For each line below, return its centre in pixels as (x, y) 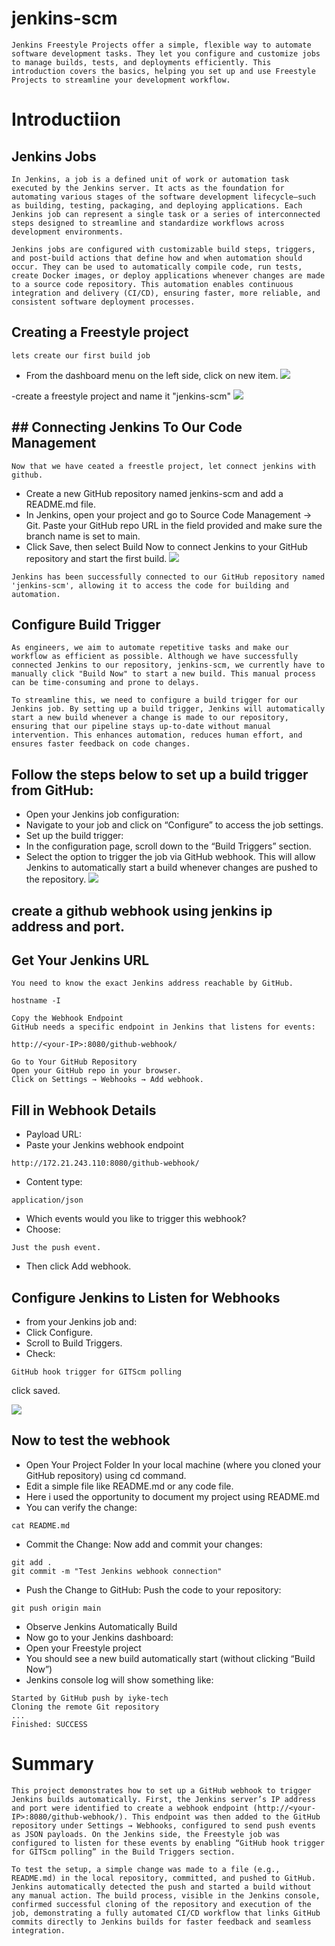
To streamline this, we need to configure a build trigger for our (155, 700)
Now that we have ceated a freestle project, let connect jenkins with (163, 466)
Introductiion (66, 119)
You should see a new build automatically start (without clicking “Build (170, 1658)
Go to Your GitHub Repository (74, 1062)
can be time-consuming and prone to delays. (105, 683)
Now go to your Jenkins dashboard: (99, 1637)
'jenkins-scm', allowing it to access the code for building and (150, 585)
